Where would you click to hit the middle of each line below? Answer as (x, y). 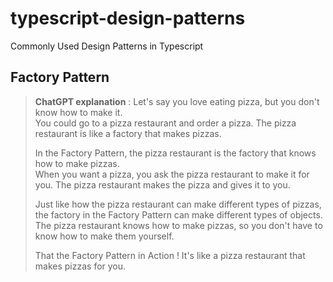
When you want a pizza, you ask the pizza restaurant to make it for (172, 174)
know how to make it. (78, 112)
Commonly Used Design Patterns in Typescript (107, 46)
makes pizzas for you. (80, 266)
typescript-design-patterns (128, 18)
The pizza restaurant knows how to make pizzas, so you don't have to (178, 225)
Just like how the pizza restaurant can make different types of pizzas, (178, 204)
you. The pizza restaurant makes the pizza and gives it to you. (162, 184)
